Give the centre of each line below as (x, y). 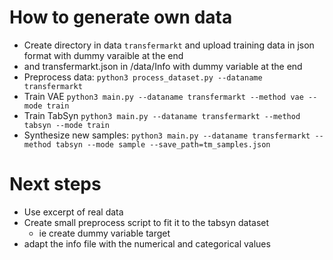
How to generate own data (121, 17)
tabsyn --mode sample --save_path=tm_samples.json (163, 144)
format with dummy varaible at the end (103, 55)
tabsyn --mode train (66, 125)
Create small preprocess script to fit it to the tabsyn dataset (146, 222)
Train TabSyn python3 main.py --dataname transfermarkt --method (162, 115)
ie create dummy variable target (104, 233)
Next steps (55, 184)
